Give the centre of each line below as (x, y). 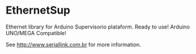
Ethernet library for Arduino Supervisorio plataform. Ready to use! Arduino (98, 27)
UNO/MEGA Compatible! (36, 33)
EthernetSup (38, 10)
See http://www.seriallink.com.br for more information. (73, 45)
